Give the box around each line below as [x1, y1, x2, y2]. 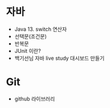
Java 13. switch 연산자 [14, 26, 67, 33]
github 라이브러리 [14, 95, 55, 102]
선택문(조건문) [14, 33, 47, 39]
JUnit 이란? [14, 47, 41, 54]
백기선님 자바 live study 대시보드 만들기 [14, 55, 105, 62]
